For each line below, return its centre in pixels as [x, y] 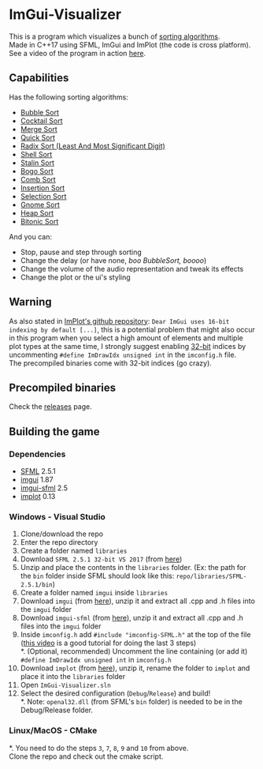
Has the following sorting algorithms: [69, 97]
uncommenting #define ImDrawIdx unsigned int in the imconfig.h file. [123, 354]
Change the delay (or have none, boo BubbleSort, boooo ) [113, 260]
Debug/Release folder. [57, 710]
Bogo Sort [37, 171]
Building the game [55, 431]
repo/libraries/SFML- [211, 577]
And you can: [30, 236]
